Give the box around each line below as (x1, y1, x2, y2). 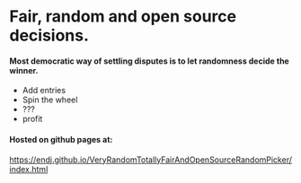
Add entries (22, 85, 66, 96)
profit (22, 114, 43, 125)
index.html (9, 163, 49, 174)
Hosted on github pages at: (9, 134, 113, 144)
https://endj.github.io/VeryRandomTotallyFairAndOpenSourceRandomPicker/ (9, 154, 292, 165)
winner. (9, 65, 39, 75)
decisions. (9, 25, 90, 46)
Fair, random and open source (9, 6, 236, 27)
